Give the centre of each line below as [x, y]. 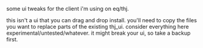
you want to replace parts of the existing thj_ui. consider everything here [98, 27]
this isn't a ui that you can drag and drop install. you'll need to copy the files [102, 20]
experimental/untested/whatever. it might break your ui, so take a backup [98, 33]
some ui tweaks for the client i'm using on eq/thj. [68, 9]
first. [12, 39]
